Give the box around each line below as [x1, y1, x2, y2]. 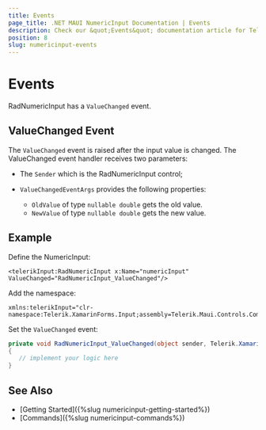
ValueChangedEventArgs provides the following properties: [19, 184, 207, 194]
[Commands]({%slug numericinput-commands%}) [19, 413, 185, 422]
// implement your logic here [18, 354, 119, 363]
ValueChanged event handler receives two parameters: [8, 154, 188, 163]
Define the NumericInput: [8, 252, 91, 261]
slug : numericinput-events [8, 41, 97, 49]
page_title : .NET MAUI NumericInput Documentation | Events [8, 19, 211, 27]
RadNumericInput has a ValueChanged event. [8, 101, 152, 111]
